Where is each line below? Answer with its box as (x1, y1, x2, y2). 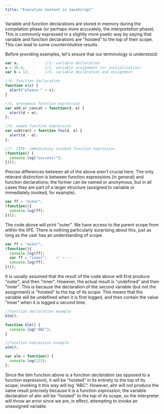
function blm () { (5, 322, 41, 327)
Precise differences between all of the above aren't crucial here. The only (5, 169, 154, 175)
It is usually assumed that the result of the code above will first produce (5, 274, 150, 279)
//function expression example (5, 340, 69, 345)
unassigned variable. (5, 403, 48, 409)
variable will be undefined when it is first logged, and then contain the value (5, 294, 159, 300)
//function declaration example (5, 309, 71, 314)
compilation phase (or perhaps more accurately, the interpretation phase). (5, 26, 155, 32)
